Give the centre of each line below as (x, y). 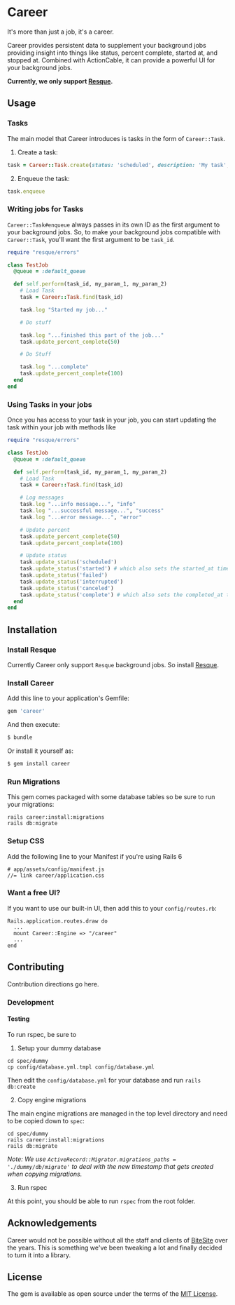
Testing (19, 1019)
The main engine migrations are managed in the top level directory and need (117, 1113)
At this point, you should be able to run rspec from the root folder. (101, 1201)
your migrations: (31, 805)
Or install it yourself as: (40, 751)
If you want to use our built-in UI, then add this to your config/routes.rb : (112, 908)
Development (31, 1002)
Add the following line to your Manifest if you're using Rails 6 (95, 856)
